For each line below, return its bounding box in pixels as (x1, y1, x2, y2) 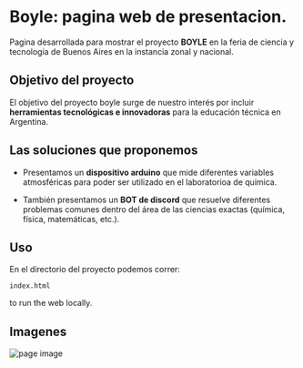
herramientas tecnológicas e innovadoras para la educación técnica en (9, 107, 282, 118)
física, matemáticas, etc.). (22, 213, 120, 224)
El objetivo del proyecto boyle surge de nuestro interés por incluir (9, 97, 255, 107)
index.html (9, 281, 51, 291)
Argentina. (9, 116, 48, 127)
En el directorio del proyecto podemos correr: (9, 264, 180, 275)
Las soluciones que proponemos (9, 143, 198, 158)
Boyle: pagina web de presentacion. (9, 6, 287, 27)
